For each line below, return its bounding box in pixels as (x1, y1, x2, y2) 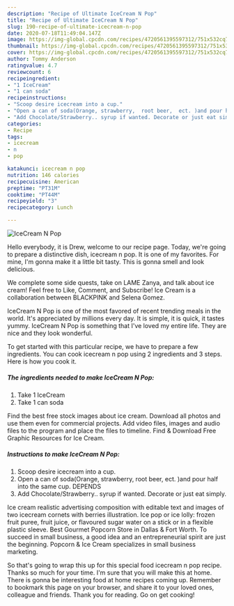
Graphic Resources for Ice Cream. (7, 433, 105, 442)
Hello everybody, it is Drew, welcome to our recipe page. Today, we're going (7, 243, 226, 251)
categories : (7, 120, 42, 127)
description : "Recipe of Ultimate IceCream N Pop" (7, 10, 157, 17)
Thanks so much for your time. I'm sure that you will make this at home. (7, 568, 212, 577)
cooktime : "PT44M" (7, 191, 61, 199)
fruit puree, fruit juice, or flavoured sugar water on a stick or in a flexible (7, 518, 214, 526)
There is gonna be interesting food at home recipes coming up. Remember (7, 575, 221, 584)
